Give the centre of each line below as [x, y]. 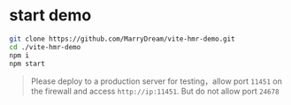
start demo [50, 15]
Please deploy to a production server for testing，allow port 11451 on [157, 81]
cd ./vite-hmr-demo [45, 47]
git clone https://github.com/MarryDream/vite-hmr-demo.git [123, 39]
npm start [27, 64]
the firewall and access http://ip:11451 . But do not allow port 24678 [155, 91]
